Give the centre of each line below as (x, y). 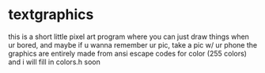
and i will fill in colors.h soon (54, 62)
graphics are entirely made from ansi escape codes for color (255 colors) (128, 53)
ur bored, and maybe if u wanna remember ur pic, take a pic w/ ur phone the (133, 44)
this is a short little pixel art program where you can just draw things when (129, 36)
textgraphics (51, 15)
